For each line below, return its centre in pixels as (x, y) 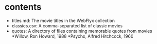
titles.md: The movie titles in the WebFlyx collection (63, 21)
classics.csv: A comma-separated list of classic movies (67, 25)
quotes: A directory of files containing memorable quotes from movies (82, 31)
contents (23, 7)
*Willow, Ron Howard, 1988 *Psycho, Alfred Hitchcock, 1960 (72, 36)
